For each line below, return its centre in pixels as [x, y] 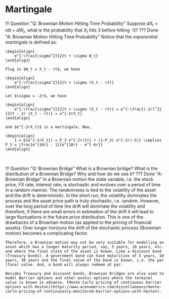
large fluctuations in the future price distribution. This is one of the [74, 217]
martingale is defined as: [31, 42]
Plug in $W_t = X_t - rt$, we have [43, 69]
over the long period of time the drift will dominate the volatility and [75, 206]
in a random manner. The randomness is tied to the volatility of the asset [80, 190]
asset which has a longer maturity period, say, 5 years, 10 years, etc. [85, 247]
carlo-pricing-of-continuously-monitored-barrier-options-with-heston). [83, 291]
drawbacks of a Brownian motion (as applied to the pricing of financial [78, 222]
